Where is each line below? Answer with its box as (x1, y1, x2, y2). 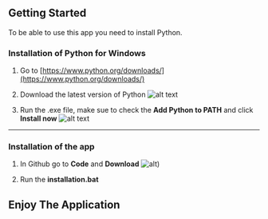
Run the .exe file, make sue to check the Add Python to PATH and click (19, 106, 254, 115)
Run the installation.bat (19, 175, 99, 185)
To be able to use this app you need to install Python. (8, 27, 183, 37)
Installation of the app (8, 141, 95, 153)
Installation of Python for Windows (8, 47, 146, 58)
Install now (19, 113, 57, 123)
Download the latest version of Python (19, 90, 146, 99)
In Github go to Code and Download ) (19, 159, 160, 169)
